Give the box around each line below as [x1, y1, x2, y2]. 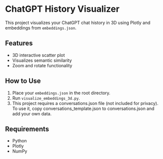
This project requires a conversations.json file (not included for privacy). [12, 100, 159, 106]
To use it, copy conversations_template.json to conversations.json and [12, 106, 155, 111]
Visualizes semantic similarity [12, 57, 72, 63]
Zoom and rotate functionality [12, 62, 73, 68]
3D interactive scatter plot [12, 52, 65, 58]
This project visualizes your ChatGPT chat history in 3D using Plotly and [5, 20, 151, 26]
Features [5, 39, 33, 48]
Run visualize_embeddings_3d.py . [12, 95, 80, 101]
